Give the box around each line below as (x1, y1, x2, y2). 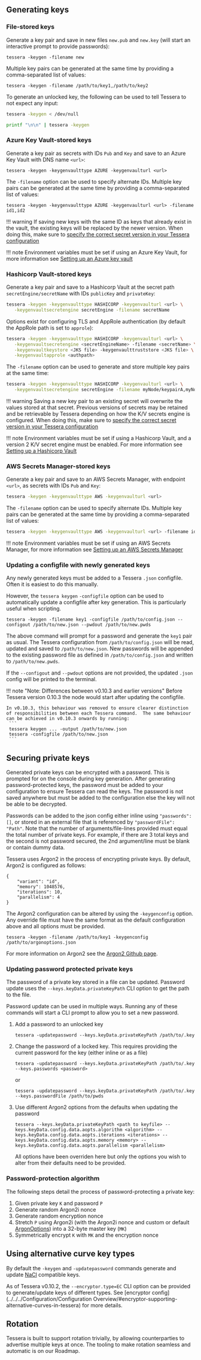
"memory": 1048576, (17, 884, 66, 890)
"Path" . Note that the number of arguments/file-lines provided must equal (6, 825, 188, 832)
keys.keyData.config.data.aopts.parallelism (14, 1142, 128, 1149)
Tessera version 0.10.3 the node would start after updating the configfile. (6, 694, 185, 701)
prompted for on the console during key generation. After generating (6, 775, 175, 782)
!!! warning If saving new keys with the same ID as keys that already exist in (6, 218, 192, 225)
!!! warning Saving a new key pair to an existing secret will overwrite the (6, 398, 183, 405)
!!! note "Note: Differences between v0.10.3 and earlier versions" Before (6, 687, 182, 694)
